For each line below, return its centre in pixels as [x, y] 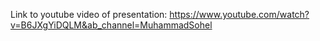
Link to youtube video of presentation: [89, 14]
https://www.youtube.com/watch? [239, 14]
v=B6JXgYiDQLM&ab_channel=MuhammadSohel [111, 25]
